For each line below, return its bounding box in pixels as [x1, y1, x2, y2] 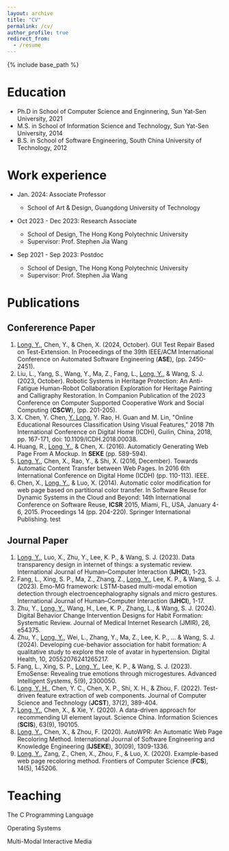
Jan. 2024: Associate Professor [16, 190, 106, 199]
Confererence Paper [7, 322, 96, 334]
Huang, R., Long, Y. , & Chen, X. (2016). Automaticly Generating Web [16, 442, 208, 450]
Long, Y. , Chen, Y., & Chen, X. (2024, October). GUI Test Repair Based [16, 340, 215, 348]
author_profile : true [7, 29, 69, 36]
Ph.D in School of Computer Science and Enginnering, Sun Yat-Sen [16, 107, 206, 115]
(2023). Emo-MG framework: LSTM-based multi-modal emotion [16, 582, 198, 590]
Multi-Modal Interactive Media [7, 837, 92, 846]
